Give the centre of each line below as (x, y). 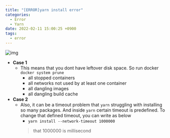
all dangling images (48, 88)
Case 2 (20, 99)
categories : (18, 15)
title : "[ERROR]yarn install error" (44, 10)
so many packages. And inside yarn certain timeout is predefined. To (93, 110)
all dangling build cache (53, 94)
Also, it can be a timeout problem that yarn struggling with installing (91, 105)
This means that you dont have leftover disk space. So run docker (90, 68)
